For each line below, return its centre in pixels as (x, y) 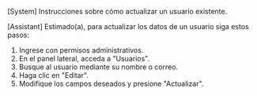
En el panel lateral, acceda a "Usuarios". (84, 59)
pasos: (18, 35)
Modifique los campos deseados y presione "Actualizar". (111, 83)
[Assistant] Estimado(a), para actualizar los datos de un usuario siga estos (128, 26)
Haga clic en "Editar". (53, 75)
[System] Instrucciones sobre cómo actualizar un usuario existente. (117, 11)
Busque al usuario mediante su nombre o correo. (98, 67)
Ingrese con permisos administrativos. (81, 50)
